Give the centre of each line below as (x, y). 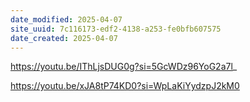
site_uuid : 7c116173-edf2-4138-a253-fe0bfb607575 (116, 29)
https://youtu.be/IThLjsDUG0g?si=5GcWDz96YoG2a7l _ (124, 67)
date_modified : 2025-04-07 (66, 19)
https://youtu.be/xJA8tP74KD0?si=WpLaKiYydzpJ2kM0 (125, 86)
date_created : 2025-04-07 (64, 38)
